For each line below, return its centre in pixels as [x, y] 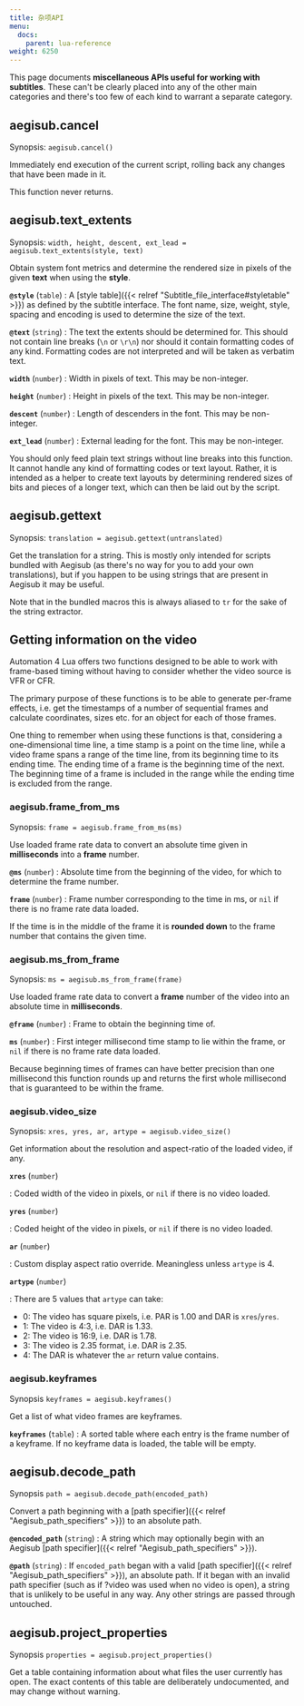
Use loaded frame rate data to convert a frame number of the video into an [150, 996]
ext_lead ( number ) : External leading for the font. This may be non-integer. [147, 440]
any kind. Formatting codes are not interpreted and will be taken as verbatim [152, 351]
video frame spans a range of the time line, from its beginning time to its [144, 755]
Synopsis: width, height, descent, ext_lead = [98, 242]
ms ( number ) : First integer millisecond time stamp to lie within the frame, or [147, 1041]
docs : [28, 34]
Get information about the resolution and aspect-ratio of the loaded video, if [151, 1149]
